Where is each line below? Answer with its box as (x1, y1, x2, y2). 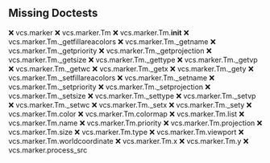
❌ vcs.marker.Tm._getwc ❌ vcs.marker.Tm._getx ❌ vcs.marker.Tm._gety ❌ (8, 63, 254, 73)
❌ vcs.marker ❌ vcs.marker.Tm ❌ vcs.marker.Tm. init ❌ (8, 27, 189, 37)
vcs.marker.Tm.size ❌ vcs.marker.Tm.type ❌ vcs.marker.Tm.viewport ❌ (8, 127, 244, 137)
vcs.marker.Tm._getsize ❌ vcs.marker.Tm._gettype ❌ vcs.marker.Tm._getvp (8, 55, 258, 64)
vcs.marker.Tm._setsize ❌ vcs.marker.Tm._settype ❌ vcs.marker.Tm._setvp (8, 91, 256, 100)
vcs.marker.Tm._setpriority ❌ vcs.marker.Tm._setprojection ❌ (8, 82, 211, 92)
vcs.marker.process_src (8, 145, 88, 155)
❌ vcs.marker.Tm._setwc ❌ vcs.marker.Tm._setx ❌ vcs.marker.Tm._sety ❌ (8, 100, 252, 109)
